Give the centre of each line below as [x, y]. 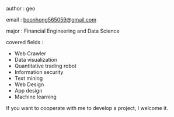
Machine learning [35, 97]
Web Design [29, 84]
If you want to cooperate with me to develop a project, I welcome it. [87, 108]
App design [28, 91]
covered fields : [25, 42]
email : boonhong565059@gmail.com [51, 19]
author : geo [21, 8]
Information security [39, 72]
